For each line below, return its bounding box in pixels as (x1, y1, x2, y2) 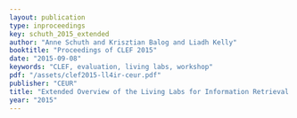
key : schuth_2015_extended (9, 29, 110, 38)
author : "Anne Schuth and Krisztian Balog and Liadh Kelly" (9, 37, 238, 47)
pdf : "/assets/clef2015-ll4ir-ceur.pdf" (9, 71, 162, 80)
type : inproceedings (9, 21, 87, 30)
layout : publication (9, 12, 87, 22)
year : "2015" (9, 95, 58, 105)
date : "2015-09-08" (9, 54, 82, 63)
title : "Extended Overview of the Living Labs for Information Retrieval (9, 87, 290, 96)
